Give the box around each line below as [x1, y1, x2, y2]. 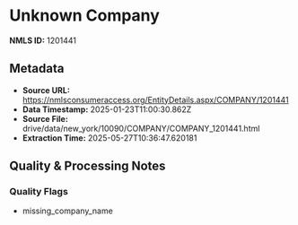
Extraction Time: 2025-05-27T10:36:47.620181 [22, 132, 197, 143]
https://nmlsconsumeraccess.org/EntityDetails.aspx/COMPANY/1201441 [22, 94, 289, 105]
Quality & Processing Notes [9, 159, 166, 174]
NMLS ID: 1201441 [9, 35, 77, 46]
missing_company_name [22, 205, 114, 216]
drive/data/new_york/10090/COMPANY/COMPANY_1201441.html [22, 123, 260, 134]
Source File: [22, 113, 69, 124]
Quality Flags [9, 186, 69, 198]
